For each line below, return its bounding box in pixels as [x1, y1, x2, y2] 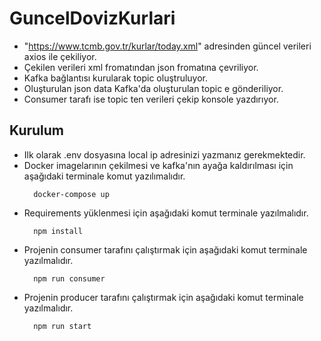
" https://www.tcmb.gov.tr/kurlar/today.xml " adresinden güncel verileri [23, 40, 312, 52]
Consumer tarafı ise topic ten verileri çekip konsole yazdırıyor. [23, 93, 279, 105]
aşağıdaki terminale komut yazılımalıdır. [23, 170, 186, 182]
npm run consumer [33, 273, 106, 284]
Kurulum [9, 122, 65, 139]
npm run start [33, 321, 92, 331]
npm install [33, 226, 83, 236]
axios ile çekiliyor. [23, 50, 97, 62]
